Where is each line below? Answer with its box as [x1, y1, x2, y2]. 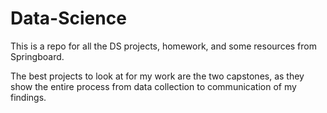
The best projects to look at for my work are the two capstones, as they [10, 70, 305, 82]
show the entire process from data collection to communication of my [10, 80, 297, 92]
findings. [10, 91, 47, 103]
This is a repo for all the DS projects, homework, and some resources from [10, 40, 317, 52]
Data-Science [10, 7, 127, 30]
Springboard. [10, 50, 65, 62]
